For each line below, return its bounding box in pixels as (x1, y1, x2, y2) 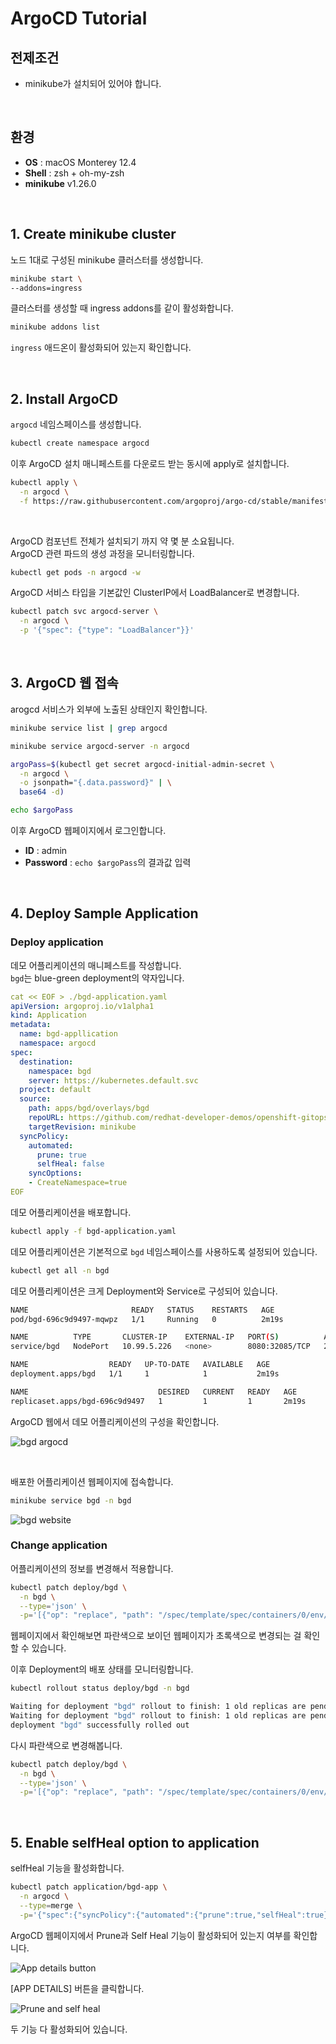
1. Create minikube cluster (10, 226, 177, 243)
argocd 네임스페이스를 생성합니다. (10, 418, 142, 431)
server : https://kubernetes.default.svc (28, 1075, 199, 1086)
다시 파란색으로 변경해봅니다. (10, 1739, 123, 1751)
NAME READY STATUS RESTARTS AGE (10, 1305, 275, 1315)
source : (19, 1094, 52, 1104)
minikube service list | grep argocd (10, 723, 168, 733)
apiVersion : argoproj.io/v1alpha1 (10, 1001, 155, 1011)
